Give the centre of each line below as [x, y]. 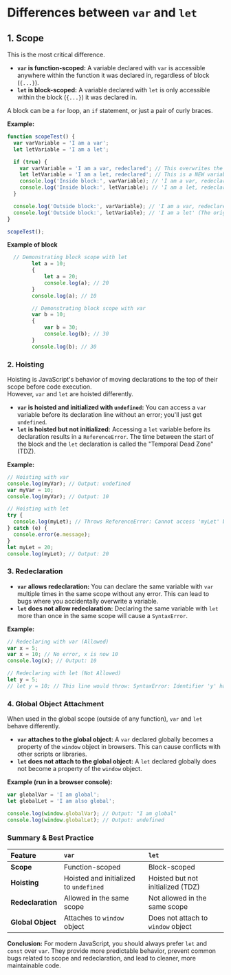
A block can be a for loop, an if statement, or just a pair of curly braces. [110, 111]
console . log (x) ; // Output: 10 [52, 661]
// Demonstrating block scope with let [70, 257]
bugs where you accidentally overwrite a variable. [88, 601]
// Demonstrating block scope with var [89, 308]
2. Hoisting [26, 365]
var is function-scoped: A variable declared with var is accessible [111, 68]
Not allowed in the [177, 898]
